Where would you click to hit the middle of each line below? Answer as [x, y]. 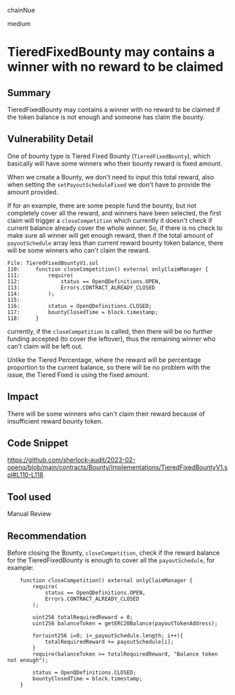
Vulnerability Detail [50, 139]
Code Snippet [38, 444]
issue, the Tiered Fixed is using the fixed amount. [78, 375]
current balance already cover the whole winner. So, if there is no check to [115, 228]
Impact [23, 397]
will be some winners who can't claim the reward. [79, 250]
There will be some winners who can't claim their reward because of [106, 414]
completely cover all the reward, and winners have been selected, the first [114, 212]
